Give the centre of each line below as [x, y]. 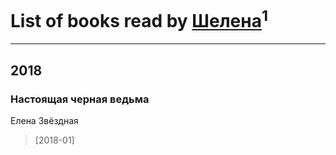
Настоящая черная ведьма [80, 99]
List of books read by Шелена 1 [139, 19]
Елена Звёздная [44, 120]
